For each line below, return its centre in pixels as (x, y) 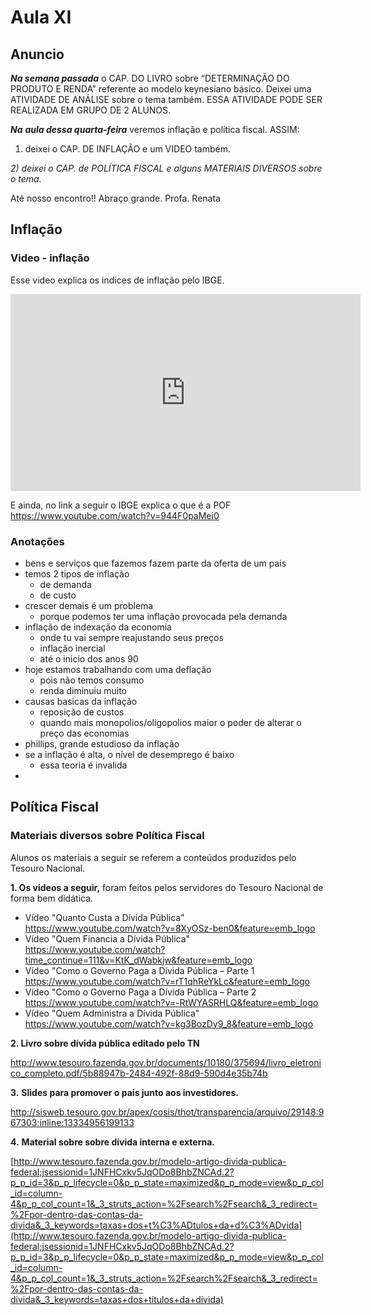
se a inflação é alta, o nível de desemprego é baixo (129, 754)
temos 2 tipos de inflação (77, 573)
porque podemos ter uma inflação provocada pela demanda (163, 616)
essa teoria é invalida (83, 765)
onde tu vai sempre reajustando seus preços (131, 637)
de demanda (65, 584)
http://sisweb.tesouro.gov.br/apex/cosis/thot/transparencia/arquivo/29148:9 (167, 1112)
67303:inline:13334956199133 (72, 1122)
